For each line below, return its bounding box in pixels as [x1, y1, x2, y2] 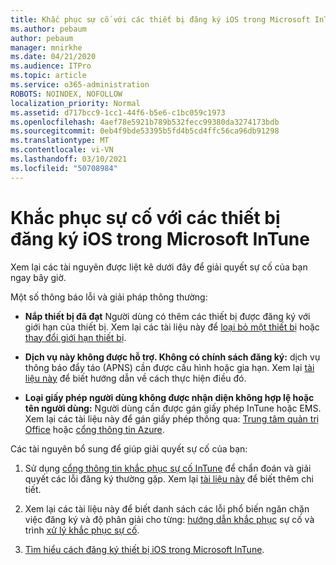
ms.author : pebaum [10, 24, 87, 34]
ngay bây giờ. [10, 271, 67, 283]
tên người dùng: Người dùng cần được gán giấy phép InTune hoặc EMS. [24, 402, 322, 414]
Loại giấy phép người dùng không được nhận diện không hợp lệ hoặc [24, 391, 315, 403]
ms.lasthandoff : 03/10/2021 [10, 154, 128, 164]
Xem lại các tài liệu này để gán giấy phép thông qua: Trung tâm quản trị [24, 412, 320, 425]
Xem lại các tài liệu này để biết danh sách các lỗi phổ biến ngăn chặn [24, 502, 310, 515]
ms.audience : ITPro [10, 61, 92, 71]
